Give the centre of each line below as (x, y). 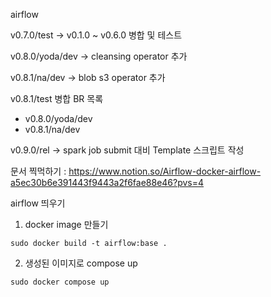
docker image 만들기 (66, 224)
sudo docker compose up (60, 282)
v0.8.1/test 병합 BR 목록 (57, 98)
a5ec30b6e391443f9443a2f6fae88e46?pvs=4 (107, 182)
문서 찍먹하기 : (38, 171)
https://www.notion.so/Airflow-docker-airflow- (165, 171)
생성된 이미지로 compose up (81, 263)
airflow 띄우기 (38, 203)
